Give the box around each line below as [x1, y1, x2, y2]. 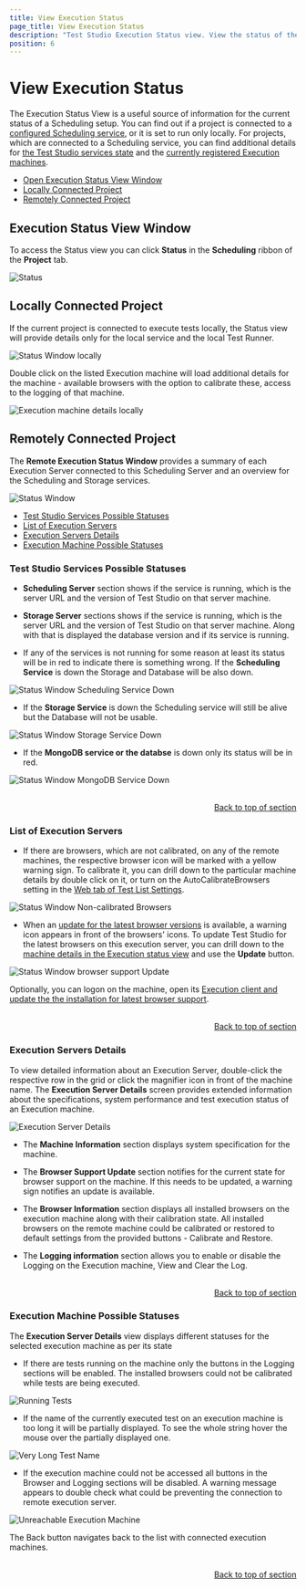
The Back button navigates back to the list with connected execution [9, 1532, 267, 1542]
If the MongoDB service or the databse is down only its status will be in [22, 747, 293, 758]
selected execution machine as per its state [9, 1340, 173, 1351]
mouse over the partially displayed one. [22, 1432, 171, 1443]
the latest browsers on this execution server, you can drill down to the [22, 939, 285, 950]
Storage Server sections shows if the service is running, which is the [22, 610, 282, 621]
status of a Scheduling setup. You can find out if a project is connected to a [9, 118, 292, 129]
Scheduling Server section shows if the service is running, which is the [22, 582, 291, 593]
